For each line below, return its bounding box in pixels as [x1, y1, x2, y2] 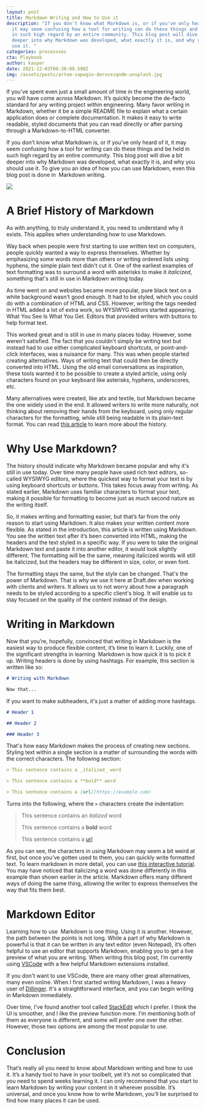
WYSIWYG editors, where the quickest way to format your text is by [23, 475, 193, 483]
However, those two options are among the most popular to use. [6, 1023, 168, 1030]
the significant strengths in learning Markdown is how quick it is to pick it [6, 651, 191, 658]
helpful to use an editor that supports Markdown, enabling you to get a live [6, 947, 194, 954]
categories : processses [6, 49, 67, 55]
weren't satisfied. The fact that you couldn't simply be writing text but [6, 337, 181, 345]
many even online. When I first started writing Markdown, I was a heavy [6, 979, 187, 986]
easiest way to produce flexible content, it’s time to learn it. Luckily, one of [6, 644, 193, 652]
